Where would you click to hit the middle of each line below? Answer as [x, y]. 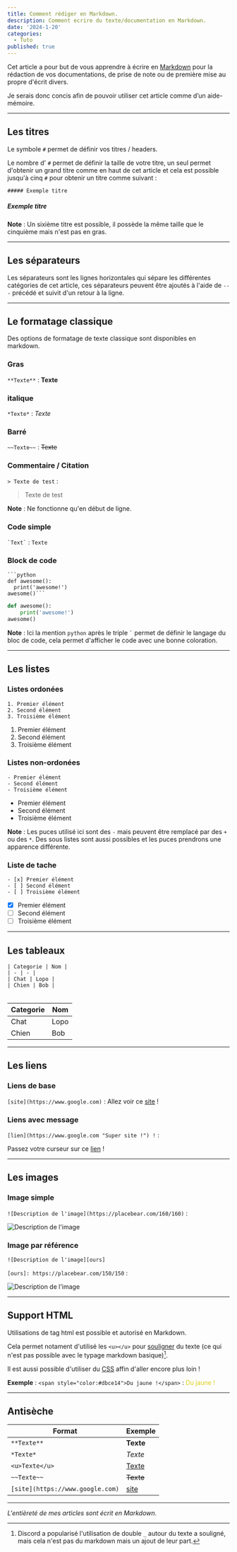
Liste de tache [32, 865]
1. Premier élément [36, 704]
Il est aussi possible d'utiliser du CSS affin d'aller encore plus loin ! [104, 1369]
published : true [31, 47]
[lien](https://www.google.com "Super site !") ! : [84, 1135]
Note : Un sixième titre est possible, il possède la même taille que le [106, 224]
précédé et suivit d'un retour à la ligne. [68, 293]
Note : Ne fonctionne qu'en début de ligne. [69, 508]
